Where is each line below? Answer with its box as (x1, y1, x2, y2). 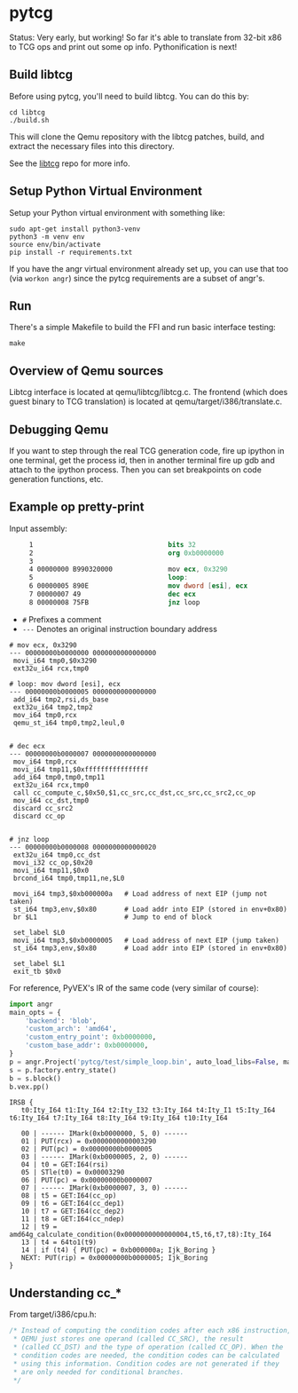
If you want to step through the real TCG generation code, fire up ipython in (9, 446, 285, 455)
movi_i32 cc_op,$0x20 (12, 858, 93, 867)
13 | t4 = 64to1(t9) (20, 1238, 98, 1247)
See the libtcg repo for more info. (9, 158, 130, 169)
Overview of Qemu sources (9, 363, 164, 378)
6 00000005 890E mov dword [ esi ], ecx (28, 582, 248, 590)
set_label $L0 (12, 928, 66, 937)
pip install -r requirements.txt (9, 248, 133, 257)
